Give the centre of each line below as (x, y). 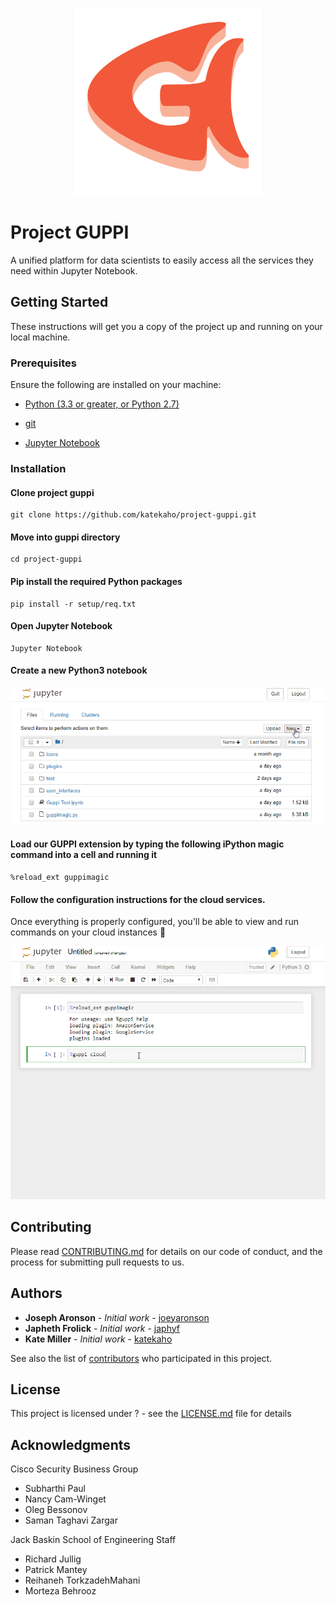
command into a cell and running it (84, 855)
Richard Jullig (53, 1559)
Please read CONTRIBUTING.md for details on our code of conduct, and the (166, 1251)
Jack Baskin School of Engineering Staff (93, 1540)
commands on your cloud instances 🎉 (88, 932)
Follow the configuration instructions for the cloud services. (138, 899)
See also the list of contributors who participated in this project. (141, 1358)
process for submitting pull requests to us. (97, 1262)
